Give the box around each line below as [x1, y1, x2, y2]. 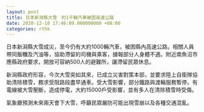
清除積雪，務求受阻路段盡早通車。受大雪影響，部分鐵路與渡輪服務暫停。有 [11, 79, 198, 86]
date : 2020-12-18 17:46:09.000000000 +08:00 [6, 20, 121, 26]
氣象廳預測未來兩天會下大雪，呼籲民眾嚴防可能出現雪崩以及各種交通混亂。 [6, 99, 192, 107]
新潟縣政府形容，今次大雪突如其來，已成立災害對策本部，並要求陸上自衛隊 [6, 71, 192, 79]
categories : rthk [6, 25, 50, 32]
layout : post [6, 8, 39, 15]
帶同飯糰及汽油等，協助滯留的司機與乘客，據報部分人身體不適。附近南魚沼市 [6, 51, 198, 58]
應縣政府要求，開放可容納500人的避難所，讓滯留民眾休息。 [6, 58, 155, 65]
